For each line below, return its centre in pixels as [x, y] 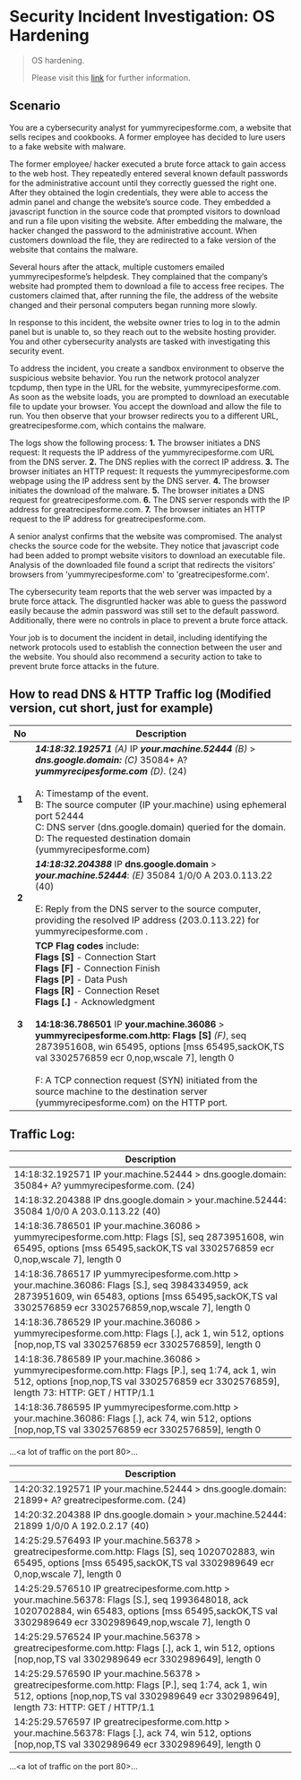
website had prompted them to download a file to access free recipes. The [147, 286]
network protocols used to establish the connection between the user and [146, 647]
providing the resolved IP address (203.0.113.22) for [147, 920]
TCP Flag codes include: [87, 945]
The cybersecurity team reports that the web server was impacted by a [141, 591]
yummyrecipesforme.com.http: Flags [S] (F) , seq [141, 1035]
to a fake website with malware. [68, 146]
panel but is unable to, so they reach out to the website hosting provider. [143, 331]
